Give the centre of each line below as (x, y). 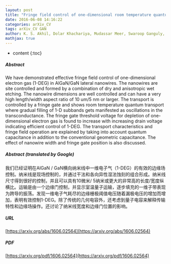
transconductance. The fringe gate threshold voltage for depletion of (78, 115)
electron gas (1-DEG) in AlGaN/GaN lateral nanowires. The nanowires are (81, 83)
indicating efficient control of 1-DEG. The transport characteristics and (79, 126)
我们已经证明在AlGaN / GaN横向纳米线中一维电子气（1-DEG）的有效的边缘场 (85, 168)
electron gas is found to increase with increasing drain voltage (97, 121)
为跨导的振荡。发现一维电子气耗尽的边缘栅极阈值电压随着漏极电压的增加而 (83, 193)
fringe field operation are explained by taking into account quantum (76, 132)
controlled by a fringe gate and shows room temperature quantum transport (85, 105)
